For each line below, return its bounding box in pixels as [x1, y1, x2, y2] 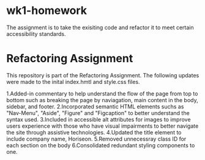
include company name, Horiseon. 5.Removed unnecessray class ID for [6, 135, 187, 142]
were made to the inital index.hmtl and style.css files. [6, 78, 140, 85]
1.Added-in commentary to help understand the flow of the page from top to [6, 89, 198, 97]
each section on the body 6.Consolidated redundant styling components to [6, 141, 195, 149]
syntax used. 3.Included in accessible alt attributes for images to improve [6, 116, 191, 123]
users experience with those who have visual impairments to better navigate [6, 122, 199, 130]
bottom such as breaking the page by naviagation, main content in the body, [6, 96, 198, 103]
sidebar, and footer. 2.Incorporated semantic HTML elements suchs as [6, 103, 184, 110]
